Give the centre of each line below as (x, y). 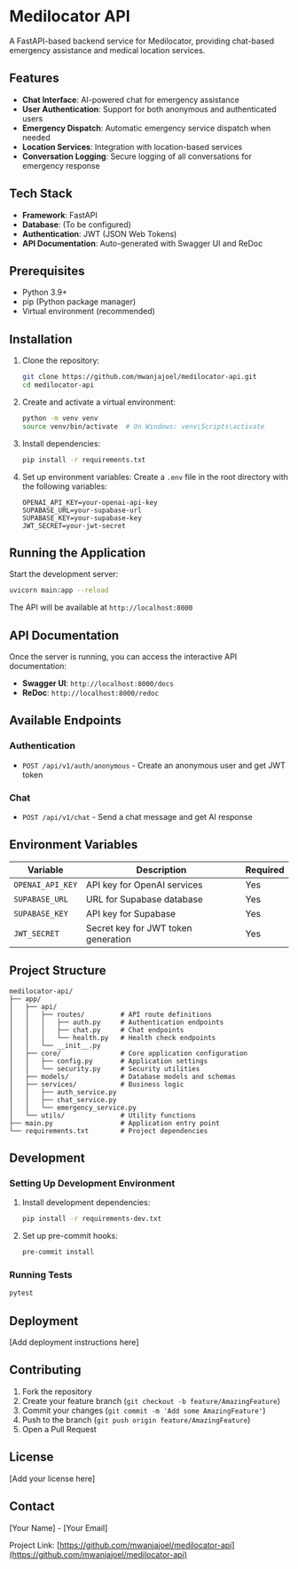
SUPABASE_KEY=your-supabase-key (82, 518)
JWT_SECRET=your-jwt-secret (74, 525)
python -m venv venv (60, 418)
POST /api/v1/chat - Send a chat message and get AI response (137, 817)
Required (265, 870)
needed (36, 137)
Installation (41, 339)
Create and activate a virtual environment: (98, 402)
